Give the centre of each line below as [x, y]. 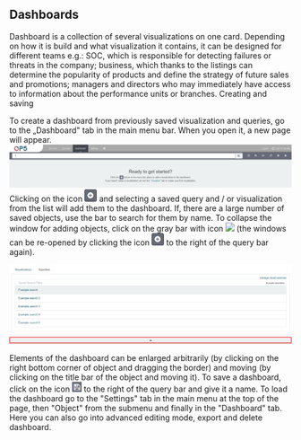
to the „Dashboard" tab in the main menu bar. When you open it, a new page [150, 130]
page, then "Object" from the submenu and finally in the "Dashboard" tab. [146, 409]
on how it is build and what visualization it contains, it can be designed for [146, 46]
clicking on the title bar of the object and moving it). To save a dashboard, [146, 377]
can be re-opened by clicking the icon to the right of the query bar [139, 242]
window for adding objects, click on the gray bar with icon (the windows [148, 229]
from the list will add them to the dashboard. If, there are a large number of [147, 208]
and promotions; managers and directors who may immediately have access [150, 84]
